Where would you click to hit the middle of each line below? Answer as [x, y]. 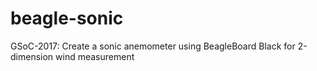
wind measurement [95, 56]
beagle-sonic [67, 18]
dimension [32, 56]
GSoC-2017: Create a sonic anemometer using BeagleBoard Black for [153, 46]
